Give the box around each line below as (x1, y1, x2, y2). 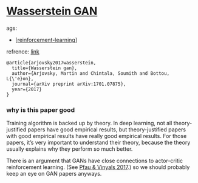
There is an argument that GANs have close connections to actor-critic (6, 157, 183, 165)
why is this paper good (6, 105, 75, 114)
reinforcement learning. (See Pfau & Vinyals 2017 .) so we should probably (6, 164, 190, 171)
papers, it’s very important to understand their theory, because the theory (6, 139, 191, 147)
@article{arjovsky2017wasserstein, (6, 60, 97, 66)
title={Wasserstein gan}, (12, 65, 78, 71)
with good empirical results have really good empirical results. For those (6, 133, 187, 140)
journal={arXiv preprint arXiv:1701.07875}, (12, 81, 126, 87)
